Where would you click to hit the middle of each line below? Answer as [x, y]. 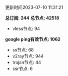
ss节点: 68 [23, 50]
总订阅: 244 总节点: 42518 [32, 18]
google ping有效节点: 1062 [33, 39]
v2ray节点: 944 [28, 56]
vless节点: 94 [26, 28]
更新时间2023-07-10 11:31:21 [34, 7]
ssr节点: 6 [23, 68]
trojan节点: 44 [27, 62]
